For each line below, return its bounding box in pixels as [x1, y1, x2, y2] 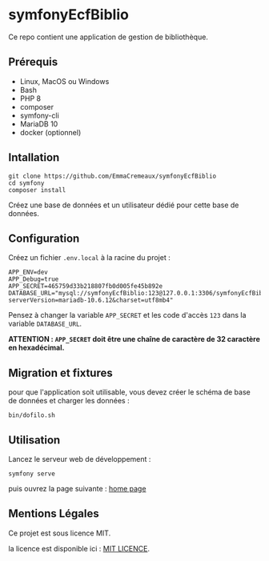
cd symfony [8, 178, 45, 187]
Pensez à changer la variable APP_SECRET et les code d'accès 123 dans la [8, 311, 247, 320]
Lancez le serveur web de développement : [8, 455, 151, 463]
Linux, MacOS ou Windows [19, 76, 110, 86]
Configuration [8, 231, 80, 245]
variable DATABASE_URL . [8, 319, 82, 329]
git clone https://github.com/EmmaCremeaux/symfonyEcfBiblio [8, 172, 217, 180]
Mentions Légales [8, 507, 100, 521]
